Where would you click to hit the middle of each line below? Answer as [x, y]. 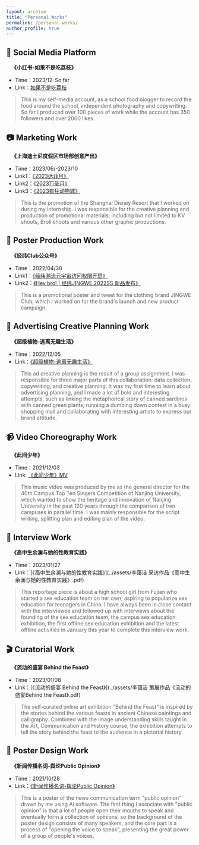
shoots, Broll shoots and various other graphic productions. [93, 221]
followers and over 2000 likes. [58, 118]
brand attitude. [39, 418]
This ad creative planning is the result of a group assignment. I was [103, 373]
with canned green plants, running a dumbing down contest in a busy [105, 405]
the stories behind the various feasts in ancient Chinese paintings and [106, 713]
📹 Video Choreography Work [61, 437]
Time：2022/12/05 [38, 354]
